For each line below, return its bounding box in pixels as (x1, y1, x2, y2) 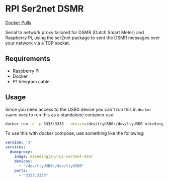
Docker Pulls (5, 20, 32, 26)
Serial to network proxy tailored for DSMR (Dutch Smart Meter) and (5, 29, 144, 35)
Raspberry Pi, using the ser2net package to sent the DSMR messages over (5, 35, 160, 41)
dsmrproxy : (10, 149, 33, 154)
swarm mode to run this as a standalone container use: (5, 111, 115, 118)
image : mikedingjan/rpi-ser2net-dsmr (14, 154, 94, 159)
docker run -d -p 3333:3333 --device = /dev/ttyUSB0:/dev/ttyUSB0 (5, 121, 143, 126)
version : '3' (5, 140, 33, 145)
